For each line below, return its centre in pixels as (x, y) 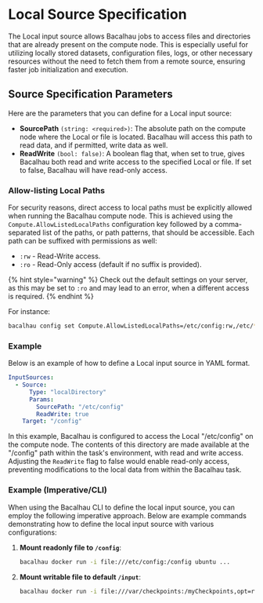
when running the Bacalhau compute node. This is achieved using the (121, 216)
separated (25, 232)
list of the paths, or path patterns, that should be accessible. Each (149, 232)
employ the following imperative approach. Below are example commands (127, 515)
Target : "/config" (52, 422)
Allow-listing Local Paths (57, 190)
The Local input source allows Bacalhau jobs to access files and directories (130, 36)
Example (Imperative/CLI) (58, 490)
